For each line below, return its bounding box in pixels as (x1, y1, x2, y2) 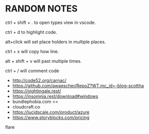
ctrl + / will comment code (5, 68, 59, 74)
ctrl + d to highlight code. (5, 29, 57, 35)
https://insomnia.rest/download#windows (12, 93, 98, 99)
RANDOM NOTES (5, 3, 78, 14)
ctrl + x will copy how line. (5, 48, 59, 54)
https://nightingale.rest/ (12, 88, 61, 94)
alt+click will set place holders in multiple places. (5, 38, 106, 45)
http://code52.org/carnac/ (12, 77, 66, 83)
